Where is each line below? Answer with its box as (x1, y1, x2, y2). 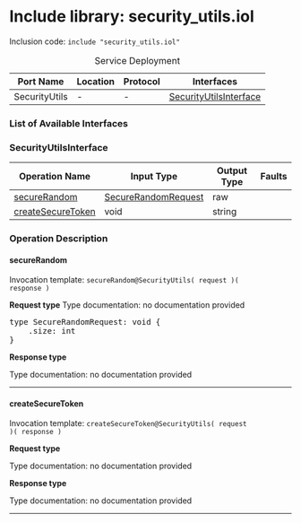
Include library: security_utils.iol (9, 6, 254, 27)
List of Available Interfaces (9, 117, 128, 129)
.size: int (28, 326, 76, 336)
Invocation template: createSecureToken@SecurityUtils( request (9, 418, 248, 429)
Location (76, 74, 115, 87)
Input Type (130, 170, 177, 183)
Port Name (17, 74, 64, 87)
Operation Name (19, 170, 91, 183)
